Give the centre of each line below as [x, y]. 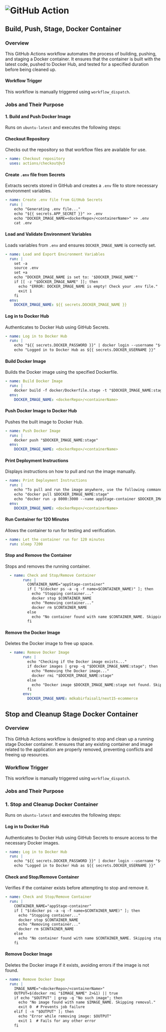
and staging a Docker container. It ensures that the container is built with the [83, 59]
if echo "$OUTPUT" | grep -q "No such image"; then [68, 998]
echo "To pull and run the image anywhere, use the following [79, 490]
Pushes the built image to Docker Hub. [44, 422]
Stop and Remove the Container [39, 555]
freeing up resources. [27, 754]
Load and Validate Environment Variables [48, 234]
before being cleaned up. [31, 69]
